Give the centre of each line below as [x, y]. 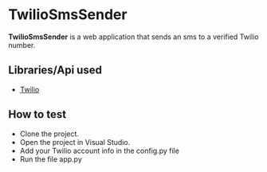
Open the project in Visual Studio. [75, 142]
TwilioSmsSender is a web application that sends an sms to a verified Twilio [133, 37]
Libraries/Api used [55, 70]
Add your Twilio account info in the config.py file [99, 150]
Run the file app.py [51, 159]
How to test [37, 114]
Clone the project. [49, 134]
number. [22, 45]
